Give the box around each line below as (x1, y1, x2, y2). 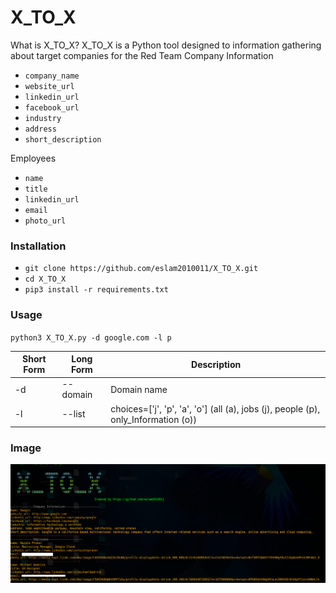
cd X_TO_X (24, 274, 67, 285)
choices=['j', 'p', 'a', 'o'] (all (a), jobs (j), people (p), (110, 402, 321, 415)
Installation (10, 239, 67, 253)
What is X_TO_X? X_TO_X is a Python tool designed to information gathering (10, 39, 322, 51)
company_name (24, 71, 80, 81)
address (24, 124, 57, 134)
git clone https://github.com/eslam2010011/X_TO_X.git (24, 264, 259, 274)
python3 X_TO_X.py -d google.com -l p (10, 332, 172, 343)
